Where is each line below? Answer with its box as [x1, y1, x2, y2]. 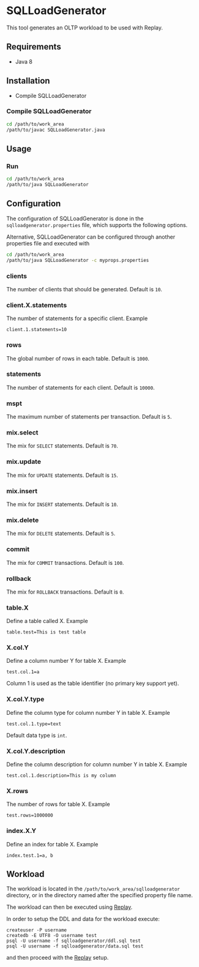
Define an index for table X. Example [6, 840, 99, 848]
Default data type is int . [6, 731, 67, 739]
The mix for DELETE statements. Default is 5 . [6, 530, 116, 537]
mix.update [6, 457, 42, 466]
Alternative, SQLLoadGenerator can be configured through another [6, 233, 176, 241]
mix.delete [6, 515, 39, 524]
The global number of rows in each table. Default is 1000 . [6, 354, 150, 362]
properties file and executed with [6, 239, 90, 247]
